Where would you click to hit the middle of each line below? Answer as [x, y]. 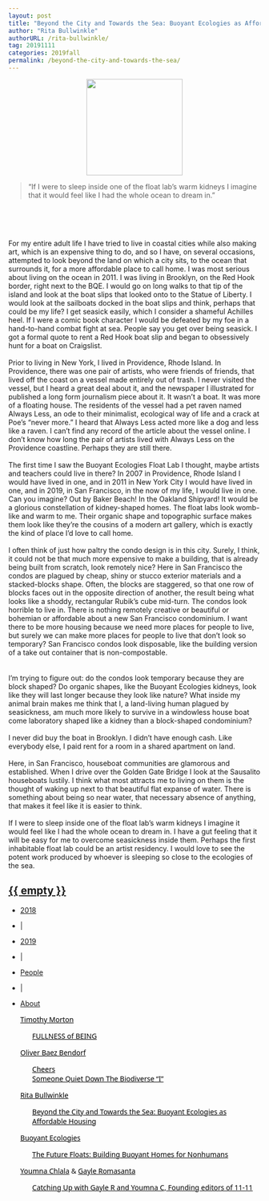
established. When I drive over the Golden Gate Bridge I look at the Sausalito [134, 772]
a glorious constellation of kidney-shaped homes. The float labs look [121, 507]
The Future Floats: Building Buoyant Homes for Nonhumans [130, 1154]
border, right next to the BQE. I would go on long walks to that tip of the [126, 286]
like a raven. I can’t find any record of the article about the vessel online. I [129, 431]
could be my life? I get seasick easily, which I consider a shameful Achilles [131, 311]
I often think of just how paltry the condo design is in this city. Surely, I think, [134, 550]
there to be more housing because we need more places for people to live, [131, 627]
